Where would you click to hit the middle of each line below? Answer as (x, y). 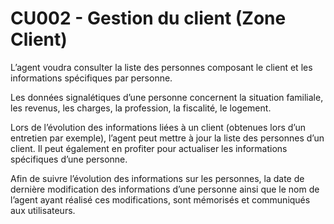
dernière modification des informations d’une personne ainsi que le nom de (165, 189)
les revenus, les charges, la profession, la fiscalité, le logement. (141, 108)
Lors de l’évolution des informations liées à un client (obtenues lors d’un (158, 127)
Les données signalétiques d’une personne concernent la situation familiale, (167, 97)
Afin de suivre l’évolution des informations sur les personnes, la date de (157, 178)
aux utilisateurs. (43, 210)
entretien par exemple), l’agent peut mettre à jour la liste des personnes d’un (167, 138)
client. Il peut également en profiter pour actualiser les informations (149, 148)
